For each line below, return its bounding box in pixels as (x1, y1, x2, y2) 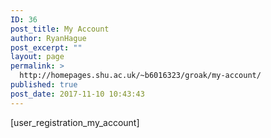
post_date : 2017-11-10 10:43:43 (10, 89, 145, 99)
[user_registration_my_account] (10, 116, 140, 128)
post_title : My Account (10, 24, 110, 34)
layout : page (10, 52, 65, 62)
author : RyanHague (10, 33, 87, 43)
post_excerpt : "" (10, 42, 83, 53)
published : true (10, 80, 78, 90)
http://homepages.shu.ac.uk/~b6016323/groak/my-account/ (19, 71, 262, 81)
